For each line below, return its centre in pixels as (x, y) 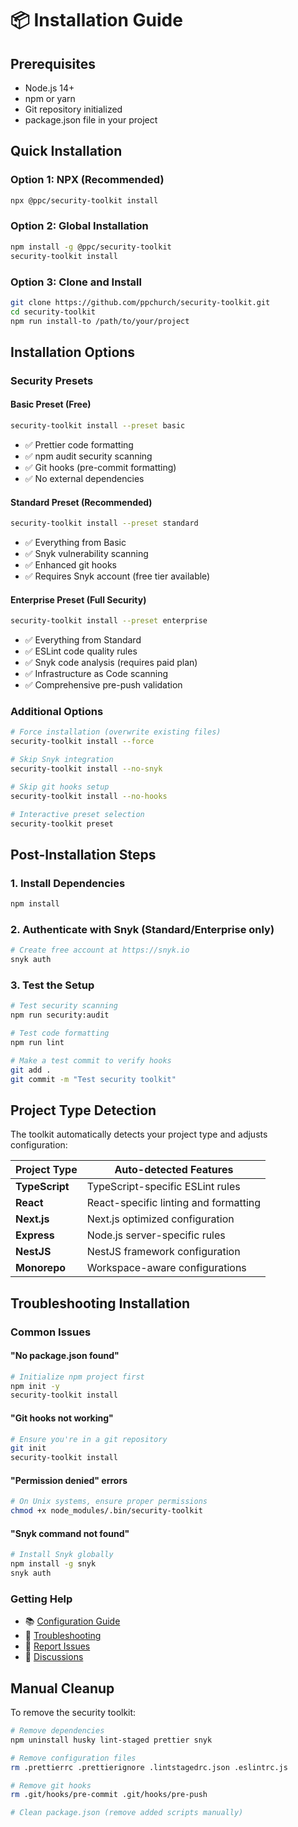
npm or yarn (50, 98)
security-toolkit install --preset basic (98, 426)
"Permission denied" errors (69, 1480)
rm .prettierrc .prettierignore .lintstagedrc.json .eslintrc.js (149, 1767)
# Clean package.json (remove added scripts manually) (127, 1813)
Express (35, 1235)
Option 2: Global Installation (79, 226)
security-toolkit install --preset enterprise (109, 621)
